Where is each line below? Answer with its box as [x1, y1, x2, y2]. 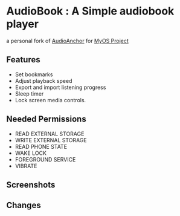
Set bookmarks [14, 71, 53, 78]
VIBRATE [14, 162, 37, 169]
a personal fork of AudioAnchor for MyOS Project [6, 37, 129, 44]
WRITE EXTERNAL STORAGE [14, 136, 87, 143]
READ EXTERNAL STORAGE [14, 130, 85, 137]
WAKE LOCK [14, 149, 47, 157]
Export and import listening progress [14, 83, 106, 91]
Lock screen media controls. [14, 96, 86, 103]
